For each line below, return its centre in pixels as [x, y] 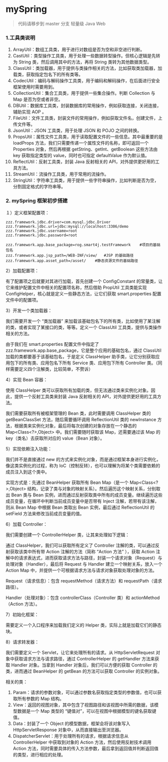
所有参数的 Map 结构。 [41, 698]
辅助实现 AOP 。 [30, 112]
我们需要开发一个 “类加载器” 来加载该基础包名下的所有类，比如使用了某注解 [83, 321]
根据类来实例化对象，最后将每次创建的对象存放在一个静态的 [75, 426]
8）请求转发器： [22, 642]
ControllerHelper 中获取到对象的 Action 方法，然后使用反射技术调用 [82, 742]
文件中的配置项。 [23, 300]
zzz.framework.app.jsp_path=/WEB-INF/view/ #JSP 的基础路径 [70, 255]
